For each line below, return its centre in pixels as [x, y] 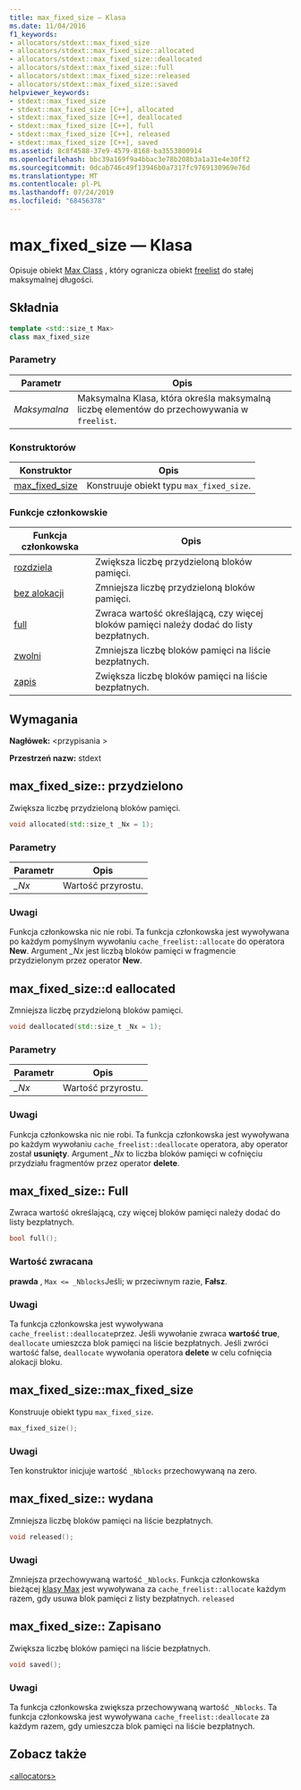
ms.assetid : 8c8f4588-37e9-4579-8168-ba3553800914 [106, 151]
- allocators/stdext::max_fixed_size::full [92, 68]
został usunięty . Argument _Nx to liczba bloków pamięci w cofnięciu [136, 1154]
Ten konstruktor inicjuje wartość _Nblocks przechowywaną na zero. [133, 1470]
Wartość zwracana [52, 1262]
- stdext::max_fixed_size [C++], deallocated [95, 117]
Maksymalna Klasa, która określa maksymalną [174, 398]
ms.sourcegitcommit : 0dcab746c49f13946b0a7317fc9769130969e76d [130, 168]
